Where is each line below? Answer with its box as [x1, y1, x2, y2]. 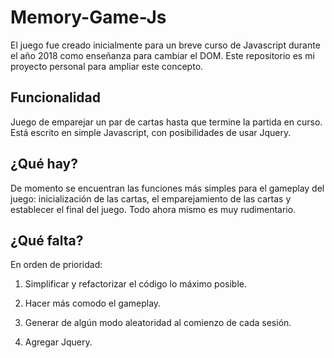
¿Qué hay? [10, 156, 78, 173]
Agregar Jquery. [24, 336, 93, 348]
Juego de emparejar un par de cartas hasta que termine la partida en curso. [10, 116, 323, 128]
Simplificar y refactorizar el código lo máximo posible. [24, 278, 247, 290]
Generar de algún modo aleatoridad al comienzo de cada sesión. [24, 317, 292, 329]
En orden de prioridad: [10, 259, 103, 271]
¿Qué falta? [10, 232, 84, 249]
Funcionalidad [10, 89, 102, 106]
